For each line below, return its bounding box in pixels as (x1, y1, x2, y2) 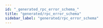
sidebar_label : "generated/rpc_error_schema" (5, 16, 99, 20)
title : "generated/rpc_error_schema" (5, 11, 82, 16)
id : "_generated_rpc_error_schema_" (5, 7, 79, 12)
